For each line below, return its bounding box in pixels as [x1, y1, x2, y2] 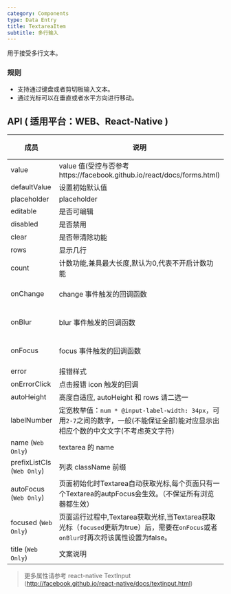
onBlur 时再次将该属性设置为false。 [58, 533, 172, 542]
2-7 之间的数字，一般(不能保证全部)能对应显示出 [65, 416, 220, 425]
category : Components [7, 10, 69, 17]
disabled [10, 220, 38, 229]
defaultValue [10, 182, 52, 192]
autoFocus [10, 485, 45, 494]
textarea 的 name [58, 443, 115, 452]
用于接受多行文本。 [7, 49, 62, 57]
